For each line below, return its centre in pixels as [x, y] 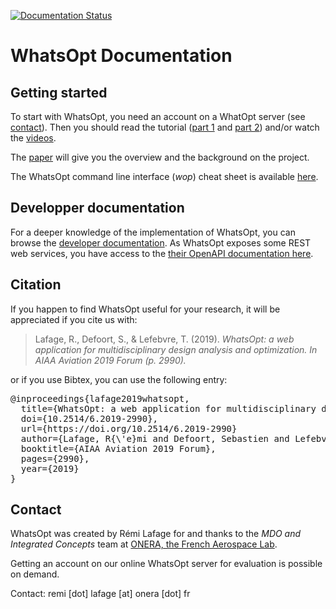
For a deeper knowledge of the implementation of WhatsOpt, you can [153, 232]
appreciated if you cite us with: [74, 319]
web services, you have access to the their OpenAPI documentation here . [162, 253]
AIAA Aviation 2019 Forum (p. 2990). [110, 360]
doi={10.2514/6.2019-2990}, [89, 418]
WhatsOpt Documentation [121, 56]
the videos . [33, 138]
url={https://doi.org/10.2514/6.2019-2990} [129, 428]
